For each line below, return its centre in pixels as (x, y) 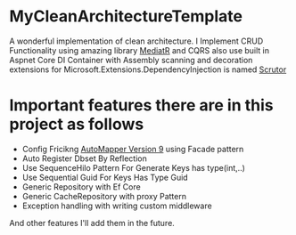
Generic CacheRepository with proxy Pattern (104, 196)
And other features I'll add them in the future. (92, 223)
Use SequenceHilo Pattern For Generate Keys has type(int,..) (133, 167)
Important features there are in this (141, 105)
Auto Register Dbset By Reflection (84, 158)
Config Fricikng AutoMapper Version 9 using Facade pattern (133, 149)
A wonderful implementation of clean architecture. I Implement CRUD (136, 41)
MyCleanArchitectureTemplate (126, 16)
